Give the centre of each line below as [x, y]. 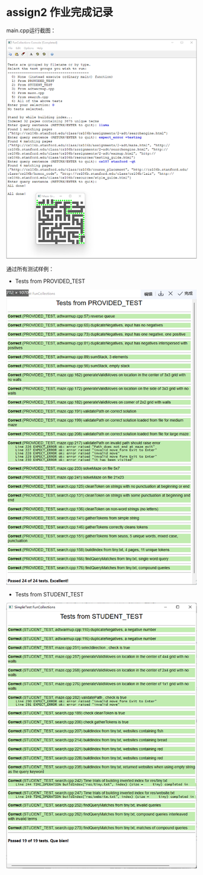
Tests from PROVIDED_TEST [50, 281]
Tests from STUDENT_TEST [49, 595]
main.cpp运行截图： [31, 30]
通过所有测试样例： [30, 269]
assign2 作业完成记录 [60, 12]
